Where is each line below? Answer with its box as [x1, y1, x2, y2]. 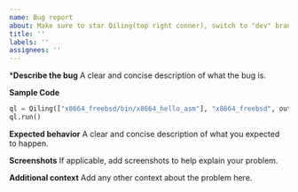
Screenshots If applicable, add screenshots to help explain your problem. [9, 155, 278, 165]
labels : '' [9, 37, 50, 47]
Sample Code [9, 88, 60, 98]
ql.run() [9, 112, 42, 121]
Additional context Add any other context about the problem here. [9, 172, 253, 182]
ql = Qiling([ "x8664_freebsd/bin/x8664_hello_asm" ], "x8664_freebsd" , [9, 104, 276, 113]
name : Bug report [9, 12, 74, 22]
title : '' [9, 29, 46, 38]
